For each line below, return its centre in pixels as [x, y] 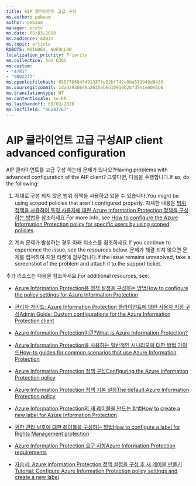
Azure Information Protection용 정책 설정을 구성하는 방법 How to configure [101, 288]
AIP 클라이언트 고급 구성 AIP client [85, 140]
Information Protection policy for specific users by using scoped [92, 224]
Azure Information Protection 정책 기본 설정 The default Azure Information [102, 390]
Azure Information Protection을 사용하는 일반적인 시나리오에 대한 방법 [95, 345]
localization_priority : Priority [47, 55]
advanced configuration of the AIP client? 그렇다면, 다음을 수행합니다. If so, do [98, 177]
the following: [23, 184]
